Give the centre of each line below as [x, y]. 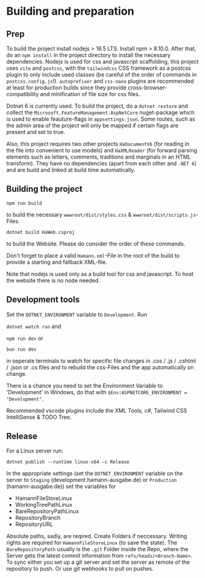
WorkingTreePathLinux [44, 505]
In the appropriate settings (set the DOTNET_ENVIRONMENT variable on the [95, 473]
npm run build [24, 203]
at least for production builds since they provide [67, 88]
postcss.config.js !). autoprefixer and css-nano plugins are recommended [100, 81]
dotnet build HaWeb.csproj [41, 232]
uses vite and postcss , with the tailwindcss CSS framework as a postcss [99, 68]
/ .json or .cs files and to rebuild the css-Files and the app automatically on [100, 367]
